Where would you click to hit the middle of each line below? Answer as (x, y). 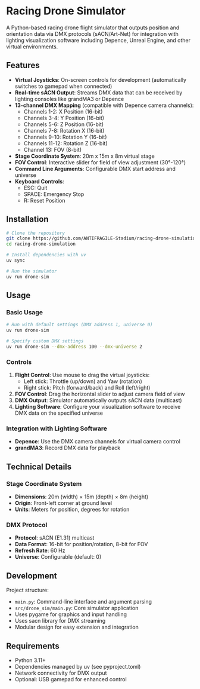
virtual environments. (32, 47)
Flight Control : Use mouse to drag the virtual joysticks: (82, 375)
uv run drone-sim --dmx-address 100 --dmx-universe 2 (74, 347)
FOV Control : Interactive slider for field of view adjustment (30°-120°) (100, 162)
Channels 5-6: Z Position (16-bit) (64, 124)
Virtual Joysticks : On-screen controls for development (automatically (100, 79)
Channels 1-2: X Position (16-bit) (63, 111)
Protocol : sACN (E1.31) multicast (54, 538)
